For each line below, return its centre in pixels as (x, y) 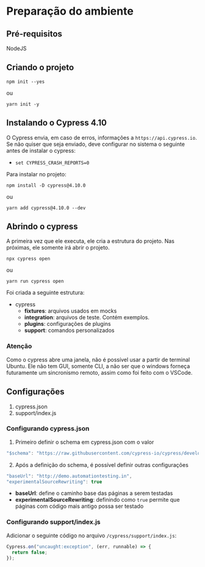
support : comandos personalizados (69, 330)
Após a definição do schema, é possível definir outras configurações (102, 464)
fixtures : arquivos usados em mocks (70, 311)
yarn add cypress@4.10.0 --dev (46, 208)
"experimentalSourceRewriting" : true (54, 482)
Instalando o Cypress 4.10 (57, 123)
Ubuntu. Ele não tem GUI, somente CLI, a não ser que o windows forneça (98, 366)
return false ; (30, 552)
